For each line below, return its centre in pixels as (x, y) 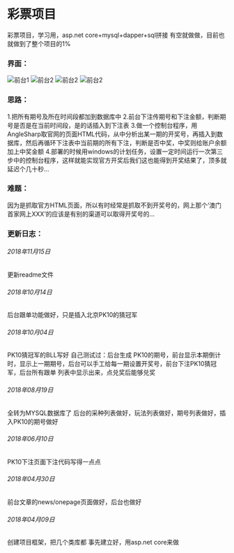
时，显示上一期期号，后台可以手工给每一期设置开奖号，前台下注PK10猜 (109, 364)
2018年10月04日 (31, 332)
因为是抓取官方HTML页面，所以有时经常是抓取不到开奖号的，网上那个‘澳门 (114, 205)
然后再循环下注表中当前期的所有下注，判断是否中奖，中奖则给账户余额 (126, 142)
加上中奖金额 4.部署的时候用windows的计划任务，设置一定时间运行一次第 (112, 152)
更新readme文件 (31, 274)
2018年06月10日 (30, 439)
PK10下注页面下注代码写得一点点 (54, 462)
